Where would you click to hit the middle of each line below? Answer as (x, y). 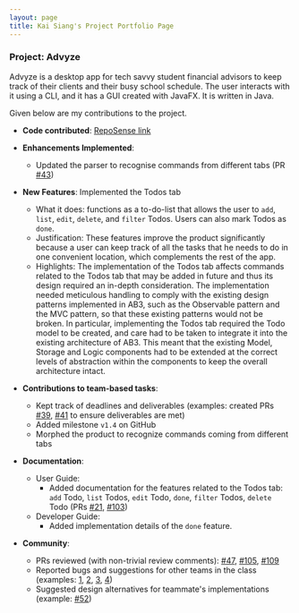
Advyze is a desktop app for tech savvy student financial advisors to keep (145, 76)
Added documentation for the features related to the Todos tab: (166, 488)
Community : (46, 543)
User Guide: (58, 478)
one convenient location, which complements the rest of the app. (155, 257)
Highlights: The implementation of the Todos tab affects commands (160, 266)
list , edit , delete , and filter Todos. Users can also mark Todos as (161, 218)
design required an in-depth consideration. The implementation (153, 285)
